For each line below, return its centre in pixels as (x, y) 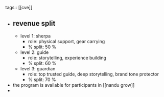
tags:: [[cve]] (19, 7)
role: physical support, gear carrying (66, 41)
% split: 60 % (42, 63)
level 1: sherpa (36, 36)
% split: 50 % (42, 47)
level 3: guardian (38, 68)
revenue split (34, 23)
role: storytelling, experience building (67, 57)
